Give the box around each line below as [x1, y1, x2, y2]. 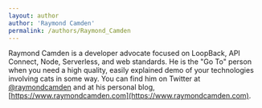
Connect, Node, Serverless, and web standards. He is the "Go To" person [8, 57, 252, 66]
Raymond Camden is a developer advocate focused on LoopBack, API [8, 49, 241, 58]
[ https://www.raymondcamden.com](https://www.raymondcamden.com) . [8, 91, 252, 101]
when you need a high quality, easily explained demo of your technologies [8, 66, 255, 75]
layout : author [8, 11, 59, 20]
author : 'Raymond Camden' [8, 19, 95, 27]
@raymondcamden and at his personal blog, [8, 82, 155, 92]
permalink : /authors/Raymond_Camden [8, 26, 131, 34]
